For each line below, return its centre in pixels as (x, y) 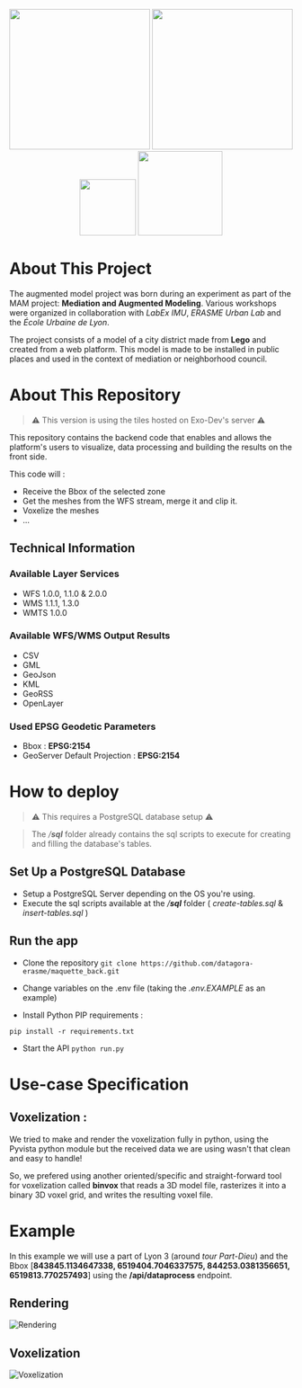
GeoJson (39, 674)
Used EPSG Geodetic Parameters (83, 726)
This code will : (37, 474)
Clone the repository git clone (80, 963)
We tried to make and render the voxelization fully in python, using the (139, 1139)
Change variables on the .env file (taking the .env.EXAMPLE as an (144, 988)
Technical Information (72, 548)
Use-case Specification (99, 1084)
